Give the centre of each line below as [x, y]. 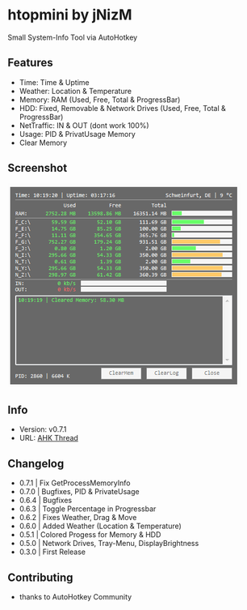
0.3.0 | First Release [52, 552]
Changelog [36, 463]
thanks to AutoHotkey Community [75, 597]
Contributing [40, 577]
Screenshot [38, 168]
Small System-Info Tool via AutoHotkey [73, 37]
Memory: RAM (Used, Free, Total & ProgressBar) [100, 100]
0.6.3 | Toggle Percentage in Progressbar [88, 509]
